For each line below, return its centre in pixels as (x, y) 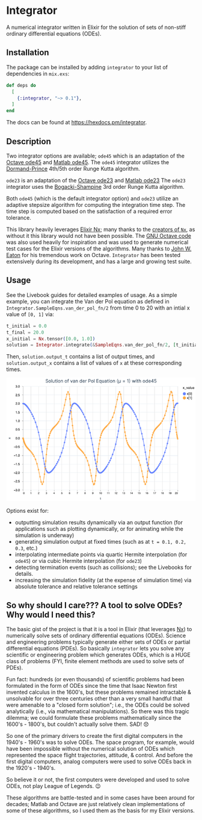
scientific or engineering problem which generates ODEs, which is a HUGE (98, 655)
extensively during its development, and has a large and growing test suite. (99, 261)
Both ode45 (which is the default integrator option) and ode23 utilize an (93, 198)
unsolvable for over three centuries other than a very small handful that (94, 699)
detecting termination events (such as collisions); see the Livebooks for (103, 567)
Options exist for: (28, 510)
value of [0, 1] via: (30, 314)
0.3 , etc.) (26, 548)
